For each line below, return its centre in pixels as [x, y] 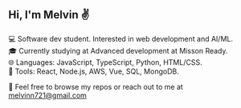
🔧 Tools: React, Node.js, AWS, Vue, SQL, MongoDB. [94, 71]
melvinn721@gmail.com [47, 95]
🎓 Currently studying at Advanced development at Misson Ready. [118, 50]
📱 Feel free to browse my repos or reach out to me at [96, 86]
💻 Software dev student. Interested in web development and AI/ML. [121, 38]
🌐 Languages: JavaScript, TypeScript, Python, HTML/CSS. [105, 62]
